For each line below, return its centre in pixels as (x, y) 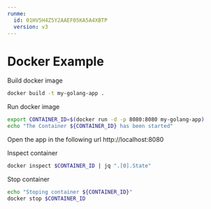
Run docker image (34, 107)
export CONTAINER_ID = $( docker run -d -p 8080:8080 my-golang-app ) (106, 120)
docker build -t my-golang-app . (56, 94)
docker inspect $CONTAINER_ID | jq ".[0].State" (79, 166)
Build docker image (35, 80)
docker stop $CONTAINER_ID (46, 199)
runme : (17, 14)
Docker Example (56, 61)
